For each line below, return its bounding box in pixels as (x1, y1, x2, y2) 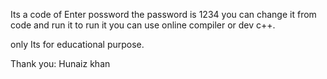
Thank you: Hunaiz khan (10, 58, 111, 69)
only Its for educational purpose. (10, 39, 145, 50)
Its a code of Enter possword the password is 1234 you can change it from (10, 9, 317, 20)
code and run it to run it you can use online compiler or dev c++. (10, 19, 276, 31)
